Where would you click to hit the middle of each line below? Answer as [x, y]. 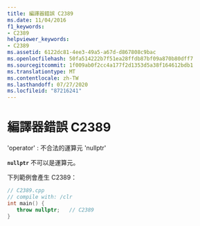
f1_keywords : [26, 26]
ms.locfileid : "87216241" [44, 91]
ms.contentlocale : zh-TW [43, 78]
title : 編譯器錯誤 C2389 [40, 14]
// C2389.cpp [26, 191]
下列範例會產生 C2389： [42, 177]
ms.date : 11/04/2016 [37, 20]
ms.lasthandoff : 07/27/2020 [48, 85]
